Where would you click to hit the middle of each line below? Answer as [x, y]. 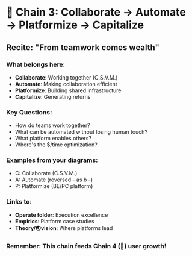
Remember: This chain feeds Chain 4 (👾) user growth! [86, 246]
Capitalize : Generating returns [53, 96]
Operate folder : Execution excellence [61, 215]
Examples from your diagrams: [52, 160]
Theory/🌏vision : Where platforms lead [64, 228]
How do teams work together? [52, 125]
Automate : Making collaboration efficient [66, 84]
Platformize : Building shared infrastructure [68, 90]
